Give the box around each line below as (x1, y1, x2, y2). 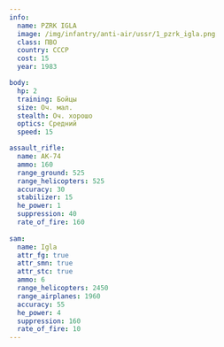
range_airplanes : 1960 (17, 291, 101, 301)
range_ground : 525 (17, 168, 86, 177)
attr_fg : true (17, 251, 69, 259)
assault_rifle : (9, 143, 66, 153)
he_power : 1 (17, 201, 62, 211)
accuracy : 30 (17, 185, 66, 194)
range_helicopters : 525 (17, 176, 104, 186)
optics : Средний (17, 120, 77, 128)
